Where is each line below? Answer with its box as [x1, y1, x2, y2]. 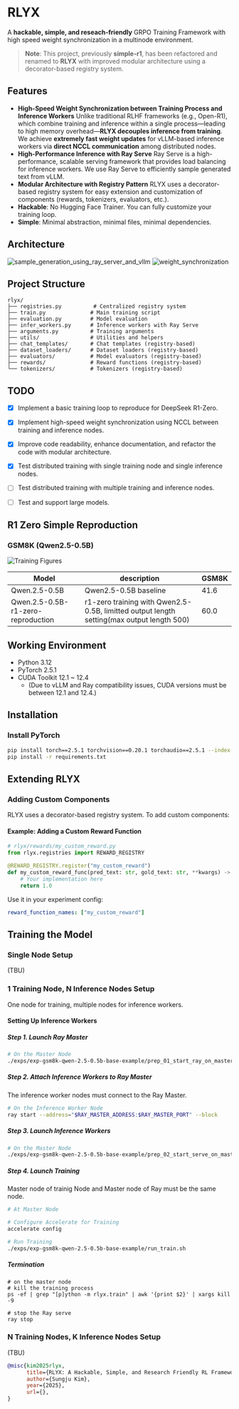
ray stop [7, 1316, 33, 1323]
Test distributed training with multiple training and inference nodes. [17, 483, 215, 492]
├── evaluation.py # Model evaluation [7, 315, 148, 323]
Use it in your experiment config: [7, 895, 103, 903]
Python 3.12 [17, 658, 52, 667]
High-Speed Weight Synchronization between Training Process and [17, 104, 223, 113]
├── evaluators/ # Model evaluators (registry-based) [7, 353, 202, 360]
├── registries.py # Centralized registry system [7, 303, 186, 310]
